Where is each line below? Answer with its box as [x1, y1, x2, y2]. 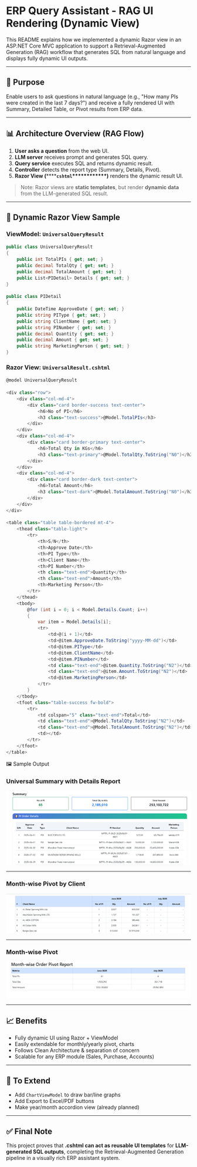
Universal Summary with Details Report [6, 777, 121, 785]
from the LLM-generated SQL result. [20, 190, 108, 197]
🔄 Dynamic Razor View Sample [6, 212, 120, 222]
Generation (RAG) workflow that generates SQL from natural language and [6, 48, 186, 55]
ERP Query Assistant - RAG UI [6, 4, 154, 18]
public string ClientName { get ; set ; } [16, 318, 117, 324]
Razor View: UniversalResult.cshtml [6, 363, 110, 371]
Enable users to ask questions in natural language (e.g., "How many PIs [6, 93, 179, 100]
